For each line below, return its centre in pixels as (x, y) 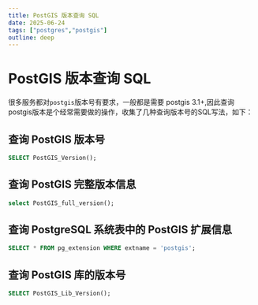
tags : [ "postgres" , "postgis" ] (58, 30)
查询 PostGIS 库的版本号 (67, 275)
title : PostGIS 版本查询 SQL (54, 15)
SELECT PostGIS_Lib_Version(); (60, 294)
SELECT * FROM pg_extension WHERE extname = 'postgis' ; (102, 248)
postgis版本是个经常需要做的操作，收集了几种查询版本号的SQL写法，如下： (131, 112)
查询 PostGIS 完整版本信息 (72, 185)
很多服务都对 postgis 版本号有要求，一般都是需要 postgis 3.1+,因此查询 (122, 102)
